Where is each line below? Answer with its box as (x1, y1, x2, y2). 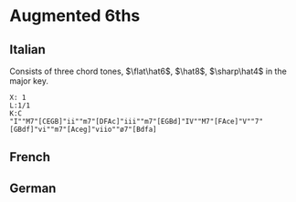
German (9, 180, 57, 196)
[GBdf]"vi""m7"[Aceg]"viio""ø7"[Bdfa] (9, 125, 157, 134)
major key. (9, 76, 48, 86)
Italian (9, 42, 46, 57)
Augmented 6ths (9, 5, 141, 26)
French (9, 149, 50, 165)
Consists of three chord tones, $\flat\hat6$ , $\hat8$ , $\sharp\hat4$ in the (9, 66, 288, 76)
